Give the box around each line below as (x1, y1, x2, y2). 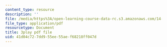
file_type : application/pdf (5, 21, 64, 26)
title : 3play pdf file (5, 30, 52, 35)
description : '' (5, 12, 39, 17)
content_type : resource (5, 7, 55, 12)
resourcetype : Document (5, 25, 55, 30)
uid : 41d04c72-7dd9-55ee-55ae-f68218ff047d (5, 35, 97, 40)
